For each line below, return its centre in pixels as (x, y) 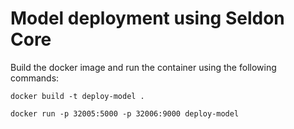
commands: (35, 78)
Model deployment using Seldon (147, 18)
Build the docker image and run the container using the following (143, 67)
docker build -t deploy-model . (77, 96)
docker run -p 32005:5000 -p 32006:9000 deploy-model (125, 113)
